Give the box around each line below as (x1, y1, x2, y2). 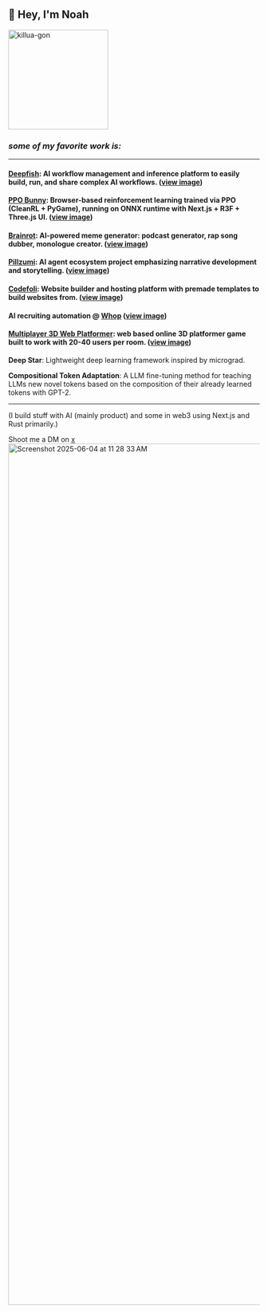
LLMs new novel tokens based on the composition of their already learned (8, 379, 253, 388)
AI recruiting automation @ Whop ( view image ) (8, 310, 167, 320)
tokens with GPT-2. (8, 388, 72, 397)
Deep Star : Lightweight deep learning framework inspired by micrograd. (8, 355, 246, 365)
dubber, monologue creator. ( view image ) (8, 239, 149, 248)
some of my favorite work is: (8, 140, 122, 152)
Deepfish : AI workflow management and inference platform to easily (8, 168, 240, 178)
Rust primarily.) (8, 419, 58, 428)
